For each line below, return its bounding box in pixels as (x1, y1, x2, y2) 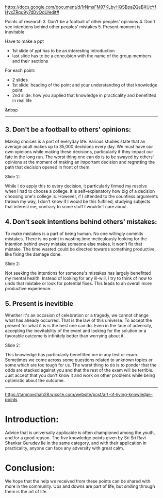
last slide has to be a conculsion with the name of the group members (12, 53, 152, 59)
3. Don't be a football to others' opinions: (5, 126, 131, 134)
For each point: (5, 67, 35, 73)
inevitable (5, 29, 25, 34)
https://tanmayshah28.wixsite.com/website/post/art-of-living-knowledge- (5, 392, 153, 398)
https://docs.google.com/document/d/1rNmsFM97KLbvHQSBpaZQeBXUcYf (5, 4, 157, 10)
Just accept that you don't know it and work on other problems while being (5, 372, 155, 378)
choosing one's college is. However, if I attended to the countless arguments (5, 193, 158, 199)
